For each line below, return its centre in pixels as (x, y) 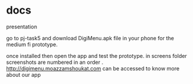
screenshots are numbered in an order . (55, 62)
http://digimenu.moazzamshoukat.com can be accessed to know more (93, 68)
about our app (24, 75)
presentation (22, 27)
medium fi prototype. (32, 44)
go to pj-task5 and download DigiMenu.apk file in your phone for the (90, 38)
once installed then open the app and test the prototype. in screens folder (97, 56)
